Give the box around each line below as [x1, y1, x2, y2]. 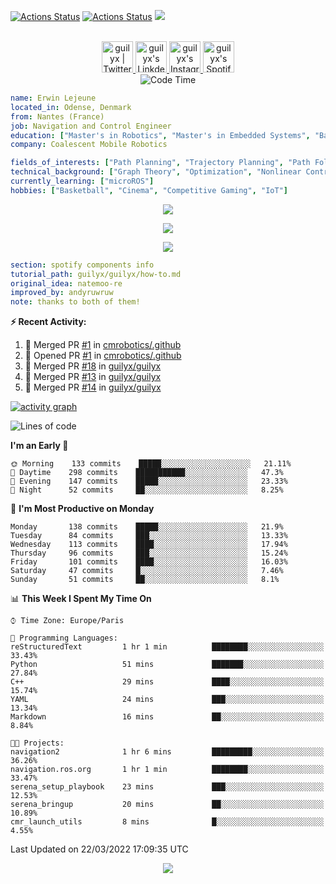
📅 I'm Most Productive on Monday [10, 503, 155, 515]
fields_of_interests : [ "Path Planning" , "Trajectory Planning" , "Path [10, 158, 311, 168]
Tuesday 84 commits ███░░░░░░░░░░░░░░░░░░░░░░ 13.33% [10, 531, 288, 541]
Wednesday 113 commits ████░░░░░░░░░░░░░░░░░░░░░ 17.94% [10, 540, 288, 550]
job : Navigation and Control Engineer [10, 121, 172, 131]
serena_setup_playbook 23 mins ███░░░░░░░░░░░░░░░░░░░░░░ [10, 782, 325, 792]
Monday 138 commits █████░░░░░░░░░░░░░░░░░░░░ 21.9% [10, 522, 284, 532]
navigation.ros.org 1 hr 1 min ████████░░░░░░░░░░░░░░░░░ [10, 765, 325, 775]
